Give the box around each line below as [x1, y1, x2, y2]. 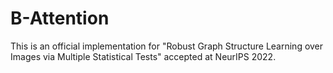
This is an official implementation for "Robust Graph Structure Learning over [10, 40, 324, 52]
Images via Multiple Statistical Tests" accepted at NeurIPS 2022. [10, 50, 277, 62]
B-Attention [10, 7, 110, 30]
